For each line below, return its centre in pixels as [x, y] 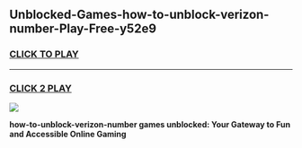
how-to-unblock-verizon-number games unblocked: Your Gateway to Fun [150, 124]
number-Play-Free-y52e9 [83, 29]
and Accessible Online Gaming [68, 134]
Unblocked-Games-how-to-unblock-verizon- [139, 15]
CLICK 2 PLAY [40, 88]
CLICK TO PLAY [44, 55]
